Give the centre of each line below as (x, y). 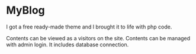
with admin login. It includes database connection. (68, 45)
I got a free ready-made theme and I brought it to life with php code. (89, 27)
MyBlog (26, 10)
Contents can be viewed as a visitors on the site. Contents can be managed (98, 38)
